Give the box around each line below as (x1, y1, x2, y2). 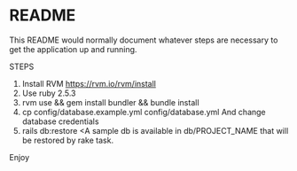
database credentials (21, 116, 99, 127)
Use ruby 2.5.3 (21, 88, 76, 98)
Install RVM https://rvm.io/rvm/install (21, 78, 157, 89)
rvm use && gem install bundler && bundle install (21, 97, 199, 107)
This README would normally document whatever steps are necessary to (9, 35, 278, 45)
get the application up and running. (9, 43, 137, 54)
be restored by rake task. (21, 135, 113, 145)
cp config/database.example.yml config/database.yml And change (21, 106, 266, 117)
